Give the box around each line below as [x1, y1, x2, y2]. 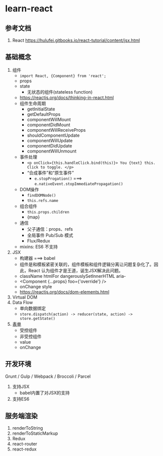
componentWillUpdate [27, 137, 73, 144]
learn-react [5, 3, 53, 14]
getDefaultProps [27, 111, 61, 117]
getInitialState [27, 106, 55, 112]
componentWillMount [27, 116, 71, 122]
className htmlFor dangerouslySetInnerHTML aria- [19, 273, 126, 279]
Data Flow [12, 299, 33, 305]
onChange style [19, 283, 52, 290]
